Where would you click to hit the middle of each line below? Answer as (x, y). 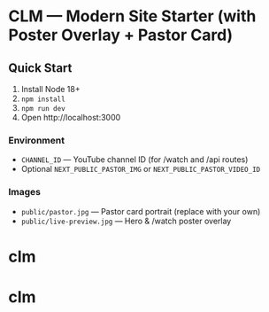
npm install (43, 99)
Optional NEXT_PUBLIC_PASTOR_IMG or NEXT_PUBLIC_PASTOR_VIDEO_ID (141, 169)
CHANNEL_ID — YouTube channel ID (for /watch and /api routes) (134, 160)
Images (25, 192)
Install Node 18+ (50, 89)
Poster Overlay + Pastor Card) (121, 35)
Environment (37, 140)
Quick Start (40, 68)
